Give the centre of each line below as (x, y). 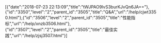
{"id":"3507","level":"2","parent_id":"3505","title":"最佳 (59, 30)
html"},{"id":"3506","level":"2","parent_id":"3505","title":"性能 (70, 18)
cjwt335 (148, 12)
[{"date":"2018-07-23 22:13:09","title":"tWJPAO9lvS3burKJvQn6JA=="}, (77, 7)
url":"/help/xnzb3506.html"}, (42, 24)
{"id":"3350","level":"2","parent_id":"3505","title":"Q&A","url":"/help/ (73, 12)
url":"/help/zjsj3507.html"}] (41, 36)
